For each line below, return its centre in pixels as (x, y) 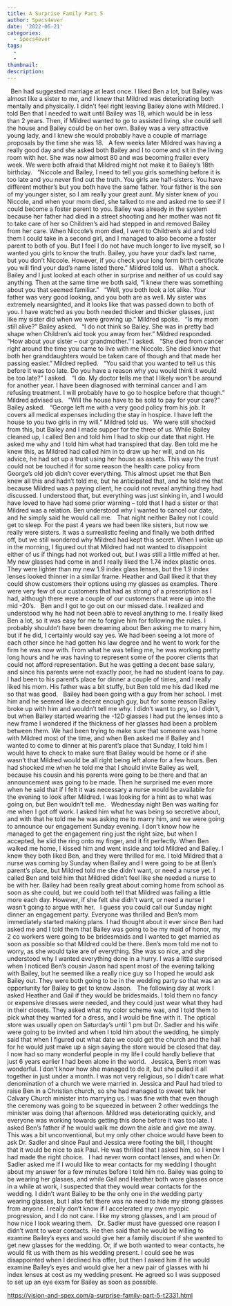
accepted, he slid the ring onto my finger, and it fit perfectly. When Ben (108, 840)
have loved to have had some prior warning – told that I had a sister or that (113, 503)
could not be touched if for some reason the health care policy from (104, 466)
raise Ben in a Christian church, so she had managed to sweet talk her (107, 1091)
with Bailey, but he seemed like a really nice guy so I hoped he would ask (111, 973)
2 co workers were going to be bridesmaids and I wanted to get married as (113, 936)
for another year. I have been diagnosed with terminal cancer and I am (107, 385)
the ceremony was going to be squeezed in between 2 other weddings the (113, 1105)
